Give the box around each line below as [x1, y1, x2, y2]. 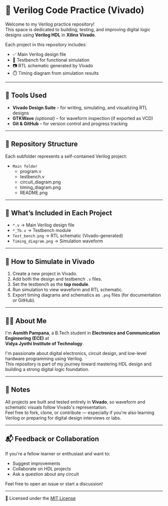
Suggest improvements [12, 460, 60, 466]
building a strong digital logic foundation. [5, 366, 89, 372]
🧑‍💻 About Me [5, 316, 47, 325]
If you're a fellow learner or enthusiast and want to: [5, 450, 110, 456]
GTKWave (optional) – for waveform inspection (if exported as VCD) [12, 115, 153, 121]
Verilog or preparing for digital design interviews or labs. [5, 415, 121, 421]
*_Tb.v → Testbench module [12, 227, 71, 233]
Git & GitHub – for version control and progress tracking [12, 120, 128, 126]
